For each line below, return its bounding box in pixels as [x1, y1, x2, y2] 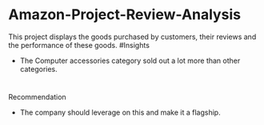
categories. [19, 64, 58, 73]
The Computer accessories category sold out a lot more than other [19, 56, 241, 65]
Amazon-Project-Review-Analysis [8, 6, 242, 24]
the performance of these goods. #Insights [8, 40, 150, 49]
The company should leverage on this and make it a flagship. [19, 107, 222, 117]
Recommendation [8, 92, 66, 102]
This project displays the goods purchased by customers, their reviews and [8, 32, 257, 41]
